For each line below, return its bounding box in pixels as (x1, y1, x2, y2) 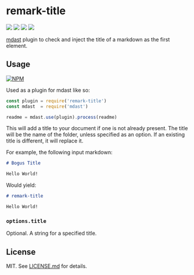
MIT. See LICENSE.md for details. (6, 262, 87, 270)
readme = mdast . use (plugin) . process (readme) (6, 114, 117, 120)
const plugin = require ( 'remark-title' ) (6, 98, 107, 104)
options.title (6, 218, 47, 224)
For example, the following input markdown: (6, 149, 113, 156)
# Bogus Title (6, 160, 41, 166)
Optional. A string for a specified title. (6, 229, 97, 237)
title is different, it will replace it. (6, 137, 84, 144)
